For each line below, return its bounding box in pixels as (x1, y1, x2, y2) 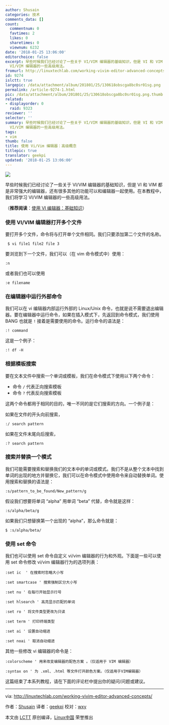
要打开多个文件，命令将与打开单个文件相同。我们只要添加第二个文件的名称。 (5, 231, 164, 237)
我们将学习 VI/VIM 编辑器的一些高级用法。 (5, 194, 93, 200)
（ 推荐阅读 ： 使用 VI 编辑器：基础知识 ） (5, 205, 87, 211)
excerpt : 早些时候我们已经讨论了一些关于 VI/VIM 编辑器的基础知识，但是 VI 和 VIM (5, 59, 163, 64)
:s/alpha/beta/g (5, 508, 39, 513)
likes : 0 (10, 36, 28, 41)
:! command (5, 328, 28, 333)
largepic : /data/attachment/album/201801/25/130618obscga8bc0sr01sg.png (5, 82, 161, 87)
